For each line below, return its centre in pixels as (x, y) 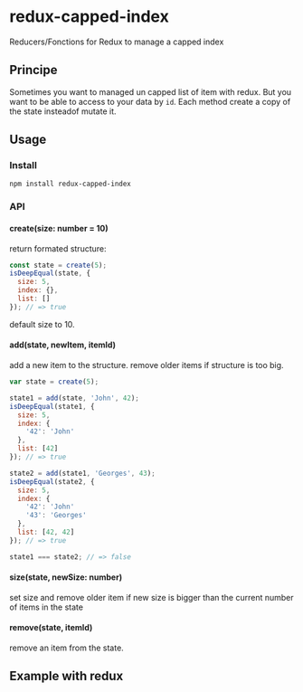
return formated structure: (58, 248)
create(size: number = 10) (59, 228)
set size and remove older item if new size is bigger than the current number (151, 597)
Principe (33, 70)
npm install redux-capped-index (70, 184)
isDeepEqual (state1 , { (52, 406)
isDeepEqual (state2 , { (52, 481)
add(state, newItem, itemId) (62, 345)
